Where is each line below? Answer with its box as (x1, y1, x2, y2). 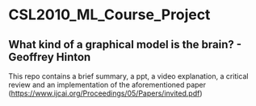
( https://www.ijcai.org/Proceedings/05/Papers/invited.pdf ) (8, 88, 204, 98)
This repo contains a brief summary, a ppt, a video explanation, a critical (8, 71, 249, 81)
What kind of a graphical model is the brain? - (8, 38, 242, 51)
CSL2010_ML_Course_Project (8, 6, 211, 24)
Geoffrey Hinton (8, 50, 91, 63)
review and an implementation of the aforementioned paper (8, 80, 207, 89)
